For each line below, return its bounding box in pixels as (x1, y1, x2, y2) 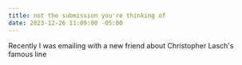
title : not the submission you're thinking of (8, 11, 166, 20)
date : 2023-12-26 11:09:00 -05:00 (8, 19, 124, 27)
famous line (8, 49, 47, 59)
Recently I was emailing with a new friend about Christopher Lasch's (8, 40, 234, 50)
